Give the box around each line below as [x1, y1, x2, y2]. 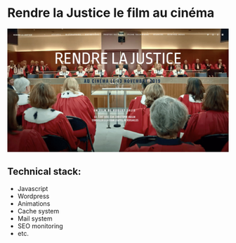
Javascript [17, 184, 48, 192]
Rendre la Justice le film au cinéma [7, 5, 215, 21]
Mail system [17, 214, 53, 223]
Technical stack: [7, 166, 81, 178]
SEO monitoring [17, 221, 63, 230]
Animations [17, 199, 51, 208]
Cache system [17, 206, 60, 215]
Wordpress [17, 192, 50, 200]
